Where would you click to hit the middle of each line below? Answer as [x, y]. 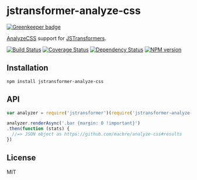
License [21, 158]
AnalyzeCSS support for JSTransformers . [57, 38]
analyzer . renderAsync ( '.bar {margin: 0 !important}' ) [74, 123]
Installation [27, 68]
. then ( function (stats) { [38, 129]
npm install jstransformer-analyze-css [55, 81]
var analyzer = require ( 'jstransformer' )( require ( [70, 113]
